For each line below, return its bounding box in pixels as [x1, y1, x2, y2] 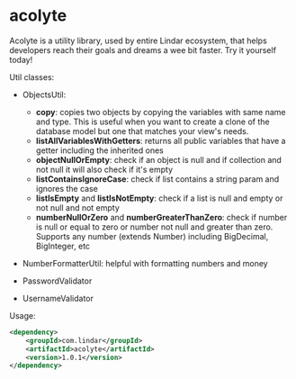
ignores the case [35, 183, 99, 194]
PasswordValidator [22, 275, 93, 286]
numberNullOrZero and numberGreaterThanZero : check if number [35, 212, 288, 222]
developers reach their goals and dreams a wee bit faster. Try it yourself [9, 44, 277, 55]
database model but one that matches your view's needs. [35, 125, 249, 136]
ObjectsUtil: [22, 89, 67, 100]
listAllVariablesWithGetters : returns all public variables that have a [35, 135, 286, 146]
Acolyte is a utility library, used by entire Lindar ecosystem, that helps [9, 35, 267, 46]
